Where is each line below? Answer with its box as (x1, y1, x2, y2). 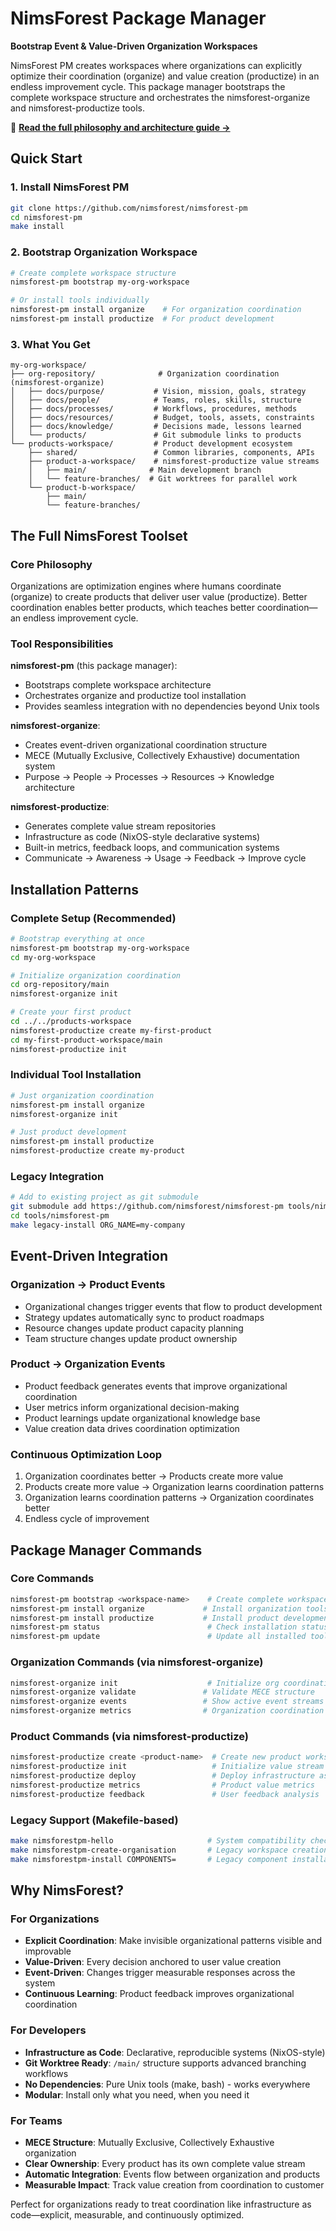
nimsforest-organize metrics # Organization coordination (10, 1706, 325, 1716)
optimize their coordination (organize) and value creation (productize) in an (10, 70, 320, 82)
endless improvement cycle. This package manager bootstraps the (10, 80, 286, 92)
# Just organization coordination (10, 1090, 155, 1101)
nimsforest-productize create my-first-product (10, 1025, 213, 1036)
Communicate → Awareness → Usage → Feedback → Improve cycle (24, 852, 307, 864)
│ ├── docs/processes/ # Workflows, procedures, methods (10, 404, 298, 414)
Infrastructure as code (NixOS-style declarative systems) (24, 831, 261, 843)
